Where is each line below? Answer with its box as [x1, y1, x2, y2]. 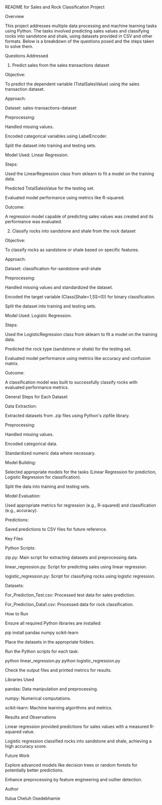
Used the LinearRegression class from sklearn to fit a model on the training [5, 171, 154, 177]
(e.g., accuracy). [5, 508, 38, 513]
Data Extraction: [5, 403, 37, 409]
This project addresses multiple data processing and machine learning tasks [5, 23, 157, 29]
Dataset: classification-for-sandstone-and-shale [5, 266, 102, 271]
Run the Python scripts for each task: [5, 648, 79, 654]
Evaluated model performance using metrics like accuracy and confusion [5, 355, 151, 361]
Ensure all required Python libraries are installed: [5, 620, 102, 626]
